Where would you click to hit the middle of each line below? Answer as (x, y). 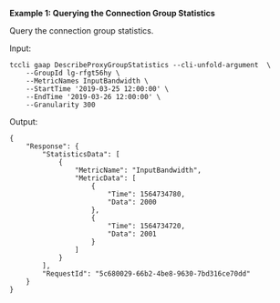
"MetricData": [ (105, 178)
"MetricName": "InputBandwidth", (138, 170)
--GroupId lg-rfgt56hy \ (73, 73)
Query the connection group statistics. (82, 30)
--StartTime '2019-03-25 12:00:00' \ (98, 89)
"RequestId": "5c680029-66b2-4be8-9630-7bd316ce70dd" (146, 274)
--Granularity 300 (61, 105)
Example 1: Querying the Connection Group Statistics (113, 13)
